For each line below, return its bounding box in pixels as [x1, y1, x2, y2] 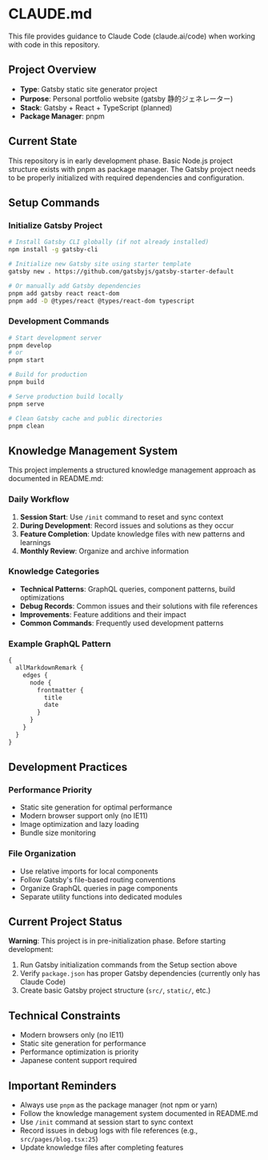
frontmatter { [37, 686, 84, 694]
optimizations [19, 592, 66, 602]
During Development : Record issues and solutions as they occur [19, 520, 234, 530]
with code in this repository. [8, 39, 100, 49]
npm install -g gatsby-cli [8, 246, 98, 254]
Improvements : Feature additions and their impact [19, 609, 186, 619]
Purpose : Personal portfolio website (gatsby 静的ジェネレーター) [19, 94, 234, 103]
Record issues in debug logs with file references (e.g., [19, 1126, 198, 1135]
